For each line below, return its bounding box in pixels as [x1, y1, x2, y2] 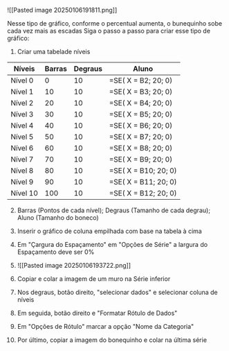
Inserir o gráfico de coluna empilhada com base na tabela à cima [17, 227, 202, 235]
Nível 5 [10, 132, 34, 142]
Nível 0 [10, 76, 34, 85]
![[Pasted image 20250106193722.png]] [17, 262, 131, 269]
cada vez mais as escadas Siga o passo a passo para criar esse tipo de [7, 27, 211, 35]
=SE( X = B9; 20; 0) [109, 155, 173, 164]
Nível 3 [10, 110, 34, 119]
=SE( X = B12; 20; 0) [109, 189, 178, 198]
